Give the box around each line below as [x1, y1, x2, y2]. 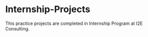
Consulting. [5, 25, 30, 31]
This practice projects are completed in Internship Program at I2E [5, 20, 143, 26]
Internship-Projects [5, 4, 91, 15]
